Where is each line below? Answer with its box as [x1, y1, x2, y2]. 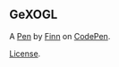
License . [9, 48, 41, 59]
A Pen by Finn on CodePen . [9, 30, 111, 41]
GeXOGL [9, 7, 58, 22]
